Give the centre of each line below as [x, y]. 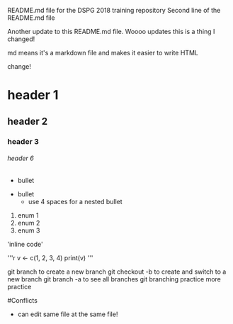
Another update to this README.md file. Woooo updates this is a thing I [111, 32]
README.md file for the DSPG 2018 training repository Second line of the [114, 10]
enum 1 [28, 215]
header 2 [28, 121]
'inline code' [25, 244]
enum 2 [29, 223]
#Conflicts [22, 300]
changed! [21, 39]
